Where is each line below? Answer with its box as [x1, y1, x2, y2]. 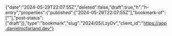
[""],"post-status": [5, 15, 44, 20]
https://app [143, 20, 167, 26]
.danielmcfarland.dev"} [5, 25, 54, 31]
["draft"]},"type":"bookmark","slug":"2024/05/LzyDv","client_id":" [5, 20, 144, 26]
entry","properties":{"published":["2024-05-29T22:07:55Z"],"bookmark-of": [5, 9, 166, 15]
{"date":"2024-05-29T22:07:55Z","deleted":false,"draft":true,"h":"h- [5, 4, 149, 10]
